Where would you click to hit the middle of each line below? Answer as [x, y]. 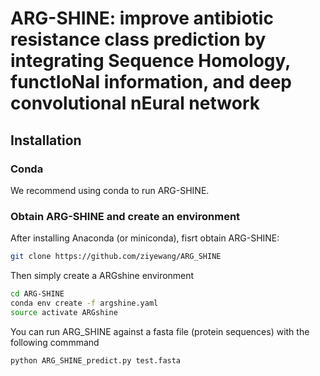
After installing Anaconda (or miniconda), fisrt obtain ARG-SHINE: [145, 238]
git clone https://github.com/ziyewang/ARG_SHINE [116, 257]
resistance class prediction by [138, 39]
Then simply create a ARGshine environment [102, 276]
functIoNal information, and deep [151, 82]
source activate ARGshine [64, 312]
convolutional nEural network [135, 103]
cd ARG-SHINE [37, 294]
